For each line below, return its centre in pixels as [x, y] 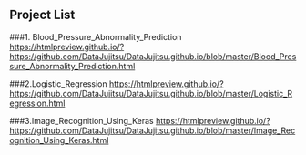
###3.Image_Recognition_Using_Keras [82, 120]
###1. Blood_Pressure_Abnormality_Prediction [96, 36]
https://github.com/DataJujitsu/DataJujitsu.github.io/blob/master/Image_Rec [153, 130]
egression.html [37, 103]
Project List [42, 15]
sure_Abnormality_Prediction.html [72, 66]
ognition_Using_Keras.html [59, 139]
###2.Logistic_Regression [58, 83]
